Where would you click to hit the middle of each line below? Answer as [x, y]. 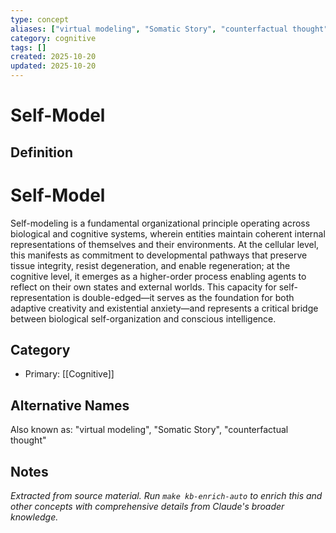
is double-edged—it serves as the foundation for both [183, 297]
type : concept [40, 19]
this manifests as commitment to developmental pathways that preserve [159, 255]
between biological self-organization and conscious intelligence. [143, 318]
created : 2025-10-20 [53, 57]
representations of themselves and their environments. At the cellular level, [165, 244]
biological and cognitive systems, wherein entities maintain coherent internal [168, 233]
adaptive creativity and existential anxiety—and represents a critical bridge [164, 308]
